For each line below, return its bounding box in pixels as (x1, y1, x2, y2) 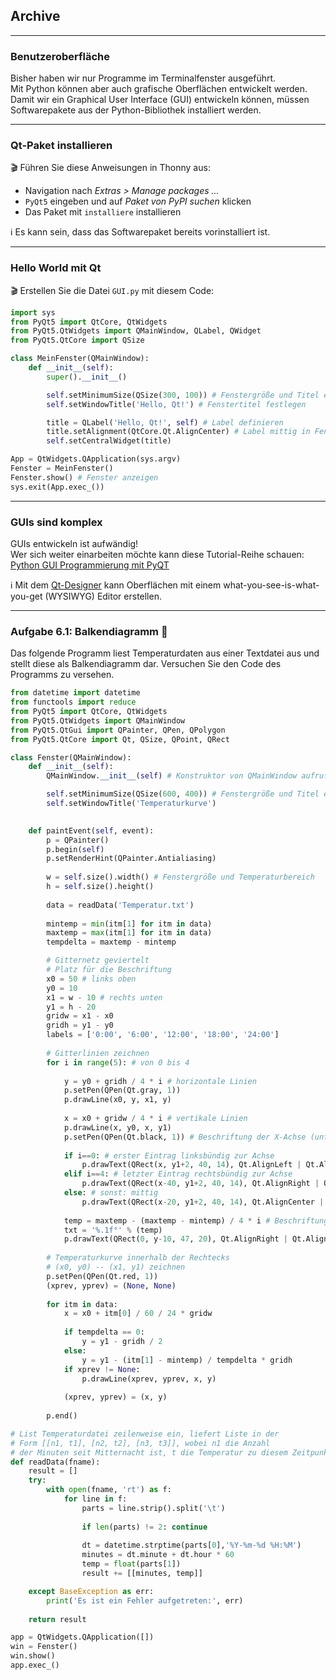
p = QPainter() (46, 835, 110, 845)
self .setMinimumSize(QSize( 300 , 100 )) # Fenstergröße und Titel (46, 390, 320, 400)
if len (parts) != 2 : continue (81, 1522, 208, 1532)
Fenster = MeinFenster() (10, 464, 114, 474)
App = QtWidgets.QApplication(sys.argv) (10, 454, 182, 464)
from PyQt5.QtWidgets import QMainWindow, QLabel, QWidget (10, 326, 262, 336)
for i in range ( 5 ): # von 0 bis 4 (46, 1057, 190, 1068)
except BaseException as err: (28, 1586, 155, 1596)
